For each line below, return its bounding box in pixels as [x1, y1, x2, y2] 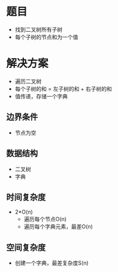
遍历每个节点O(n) [23, 216, 67, 223]
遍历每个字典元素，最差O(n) [23, 223, 93, 231]
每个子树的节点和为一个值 [14, 33, 78, 40]
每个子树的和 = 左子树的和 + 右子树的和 [14, 85, 113, 92]
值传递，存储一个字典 [14, 92, 68, 100]
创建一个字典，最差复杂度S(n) [14, 259, 89, 267]
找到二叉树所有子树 [14, 26, 63, 33]
